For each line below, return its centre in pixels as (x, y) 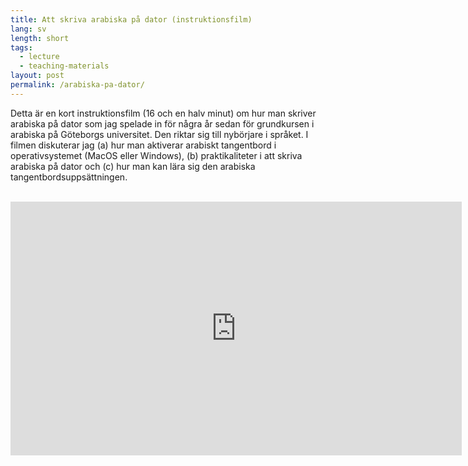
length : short (40, 38)
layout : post (37, 76)
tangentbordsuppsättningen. (69, 177)
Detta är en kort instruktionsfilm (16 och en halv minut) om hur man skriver (163, 113)
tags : (21, 47)
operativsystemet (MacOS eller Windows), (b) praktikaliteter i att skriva (156, 155)
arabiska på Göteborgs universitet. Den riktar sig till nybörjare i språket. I (159, 134)
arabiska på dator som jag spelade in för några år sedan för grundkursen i (162, 123)
